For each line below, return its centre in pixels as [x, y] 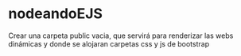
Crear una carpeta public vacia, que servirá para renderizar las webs [121, 35]
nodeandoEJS [56, 14]
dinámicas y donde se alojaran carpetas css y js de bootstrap [109, 43]
